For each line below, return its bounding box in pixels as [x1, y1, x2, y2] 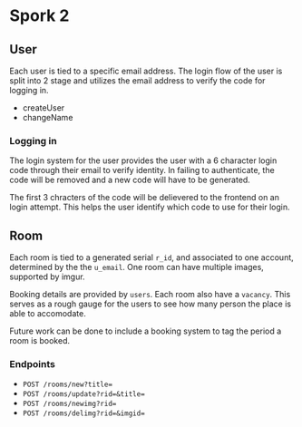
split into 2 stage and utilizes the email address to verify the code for [9, 75, 266, 86]
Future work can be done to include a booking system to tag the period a [9, 325, 282, 336]
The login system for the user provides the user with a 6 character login [9, 155, 278, 166]
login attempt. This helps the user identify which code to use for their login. [9, 201, 290, 213]
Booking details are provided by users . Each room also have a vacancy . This [9, 289, 291, 300]
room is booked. [9, 335, 71, 346]
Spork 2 [9, 5, 70, 26]
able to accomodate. [9, 308, 86, 319]
